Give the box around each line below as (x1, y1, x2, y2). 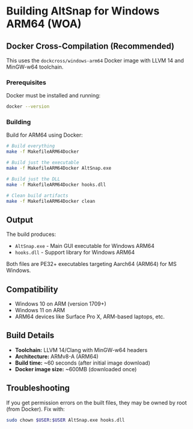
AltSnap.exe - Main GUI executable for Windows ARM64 (14, 242, 155, 250)
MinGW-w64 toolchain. (6, 63, 64, 70)
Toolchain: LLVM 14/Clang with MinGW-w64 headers (14, 346, 148, 353)
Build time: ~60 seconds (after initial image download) (14, 359, 150, 366)
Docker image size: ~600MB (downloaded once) (14, 365, 137, 372)
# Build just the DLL (6, 176, 61, 182)
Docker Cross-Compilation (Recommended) (6, 41, 175, 51)
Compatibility (6, 284, 58, 294)
